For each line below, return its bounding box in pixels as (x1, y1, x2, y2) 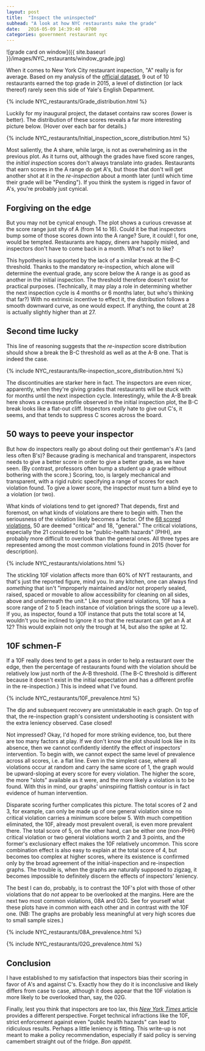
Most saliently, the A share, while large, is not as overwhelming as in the (6, 146, 187, 154)
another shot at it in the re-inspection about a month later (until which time (6, 172, 193, 180)
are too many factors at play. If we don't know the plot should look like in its (6, 738, 196, 745)
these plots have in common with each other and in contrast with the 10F (6, 903, 189, 911)
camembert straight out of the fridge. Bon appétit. (6, 1038, 132, 1046)
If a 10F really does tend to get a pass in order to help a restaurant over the (6, 657, 194, 664)
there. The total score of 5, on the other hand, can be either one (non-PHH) (6, 827, 195, 835)
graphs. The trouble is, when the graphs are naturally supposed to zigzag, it (6, 866, 197, 874)
